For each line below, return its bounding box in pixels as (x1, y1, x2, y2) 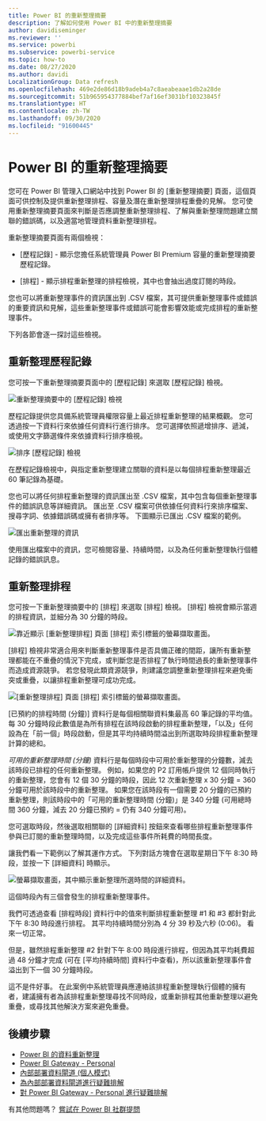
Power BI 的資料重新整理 (19, 1050, 101, 1059)
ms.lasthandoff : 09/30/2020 (8, 115, 101, 123)
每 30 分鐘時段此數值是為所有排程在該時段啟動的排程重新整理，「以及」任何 (8, 719, 253, 729)
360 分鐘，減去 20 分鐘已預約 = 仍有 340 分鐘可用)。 (17, 805, 191, 815)
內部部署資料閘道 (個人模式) (19, 1068, 111, 1077)
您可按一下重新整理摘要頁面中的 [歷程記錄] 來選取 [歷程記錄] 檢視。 (8, 377, 228, 387)
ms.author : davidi (8, 70, 69, 78)
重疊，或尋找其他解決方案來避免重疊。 (8, 1002, 133, 1011)
